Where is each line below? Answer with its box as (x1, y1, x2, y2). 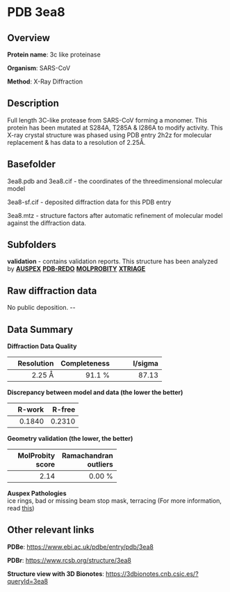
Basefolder (7, 158, 56, 171)
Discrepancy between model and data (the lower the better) (7, 388, 183, 397)
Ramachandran (61, 451, 113, 460)
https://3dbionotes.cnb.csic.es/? (105, 569, 199, 578)
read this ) (7, 504, 35, 513)
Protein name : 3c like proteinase (7, 50, 101, 59)
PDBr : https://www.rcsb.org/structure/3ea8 (7, 556, 132, 564)
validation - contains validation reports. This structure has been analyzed (7, 257, 218, 265)
